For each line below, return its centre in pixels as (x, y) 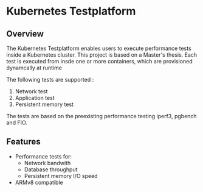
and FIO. (17, 123)
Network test (31, 91)
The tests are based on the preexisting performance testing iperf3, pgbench (101, 116)
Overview (25, 34)
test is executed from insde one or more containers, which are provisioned (99, 61)
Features (23, 142)
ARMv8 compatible (39, 182)
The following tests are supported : (50, 80)
